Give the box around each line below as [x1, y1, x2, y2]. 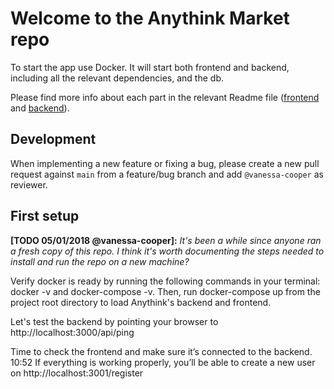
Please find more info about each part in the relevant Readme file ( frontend [10, 91, 320, 103]
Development [10, 131, 97, 148]
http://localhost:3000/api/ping [10, 326, 135, 338]
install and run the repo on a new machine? [10, 255, 190, 267]
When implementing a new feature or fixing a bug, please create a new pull [10, 157, 320, 169]
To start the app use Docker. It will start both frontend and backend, [10, 61, 290, 73]
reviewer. [10, 178, 48, 191]
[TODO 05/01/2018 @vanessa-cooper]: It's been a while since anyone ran [10, 234, 322, 246]
